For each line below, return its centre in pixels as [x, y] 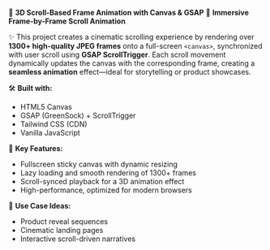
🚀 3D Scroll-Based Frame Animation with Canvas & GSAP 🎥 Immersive [129, 13]
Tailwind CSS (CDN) [54, 124]
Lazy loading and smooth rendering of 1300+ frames [108, 173]
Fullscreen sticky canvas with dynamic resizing [99, 164]
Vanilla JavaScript [50, 133]
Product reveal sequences [64, 222]
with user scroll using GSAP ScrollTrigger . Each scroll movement [117, 54]
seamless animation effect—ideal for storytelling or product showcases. [130, 72]
